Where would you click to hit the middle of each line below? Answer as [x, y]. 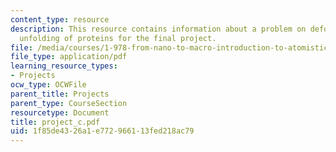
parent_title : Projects [60, 94]
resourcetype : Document [60, 112]
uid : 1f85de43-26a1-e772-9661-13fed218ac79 [102, 131]
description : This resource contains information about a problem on [158, 29]
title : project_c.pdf [55, 122]
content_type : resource [60, 19]
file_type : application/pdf [69, 57]
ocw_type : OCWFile [48, 85]
